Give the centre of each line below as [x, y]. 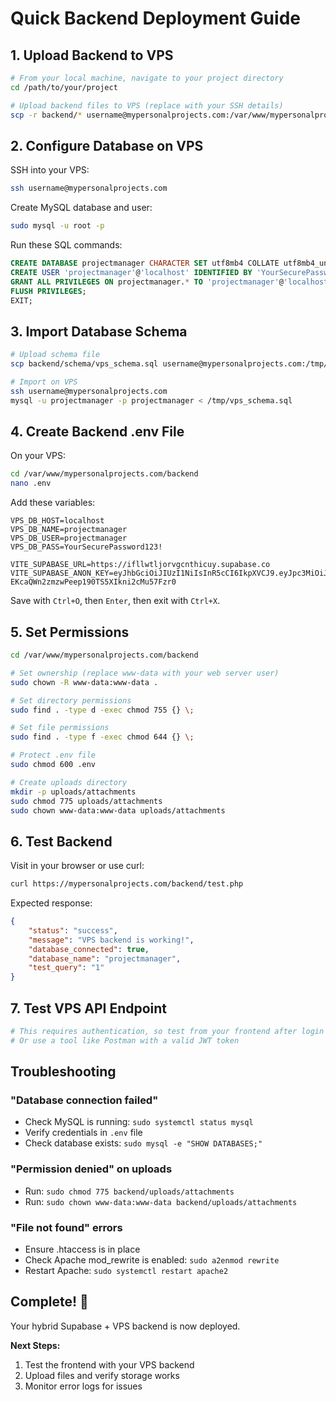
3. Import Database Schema [99, 331]
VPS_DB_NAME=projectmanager [69, 530]
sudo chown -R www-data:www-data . [84, 682]
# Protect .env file [53, 755]
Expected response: [51, 903]
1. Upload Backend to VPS [92, 55]
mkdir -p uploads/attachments [73, 792]
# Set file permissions [60, 728]
